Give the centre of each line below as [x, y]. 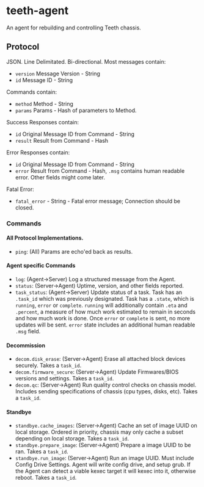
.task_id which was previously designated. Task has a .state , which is [104, 299]
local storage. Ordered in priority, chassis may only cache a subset [99, 432]
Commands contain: [32, 92]
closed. [24, 207]
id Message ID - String [44, 80]
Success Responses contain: [43, 122]
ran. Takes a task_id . [42, 451]
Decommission [26, 345]
